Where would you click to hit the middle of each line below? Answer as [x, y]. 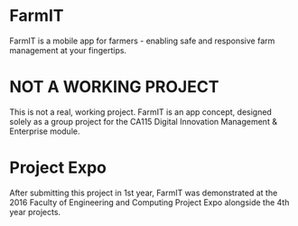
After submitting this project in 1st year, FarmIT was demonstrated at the [144, 193]
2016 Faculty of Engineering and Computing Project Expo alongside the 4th [149, 202]
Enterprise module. [45, 131]
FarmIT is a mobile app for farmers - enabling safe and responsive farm [142, 41]
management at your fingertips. [68, 50]
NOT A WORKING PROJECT [114, 87]
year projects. [35, 212]
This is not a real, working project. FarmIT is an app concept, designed [141, 112]
